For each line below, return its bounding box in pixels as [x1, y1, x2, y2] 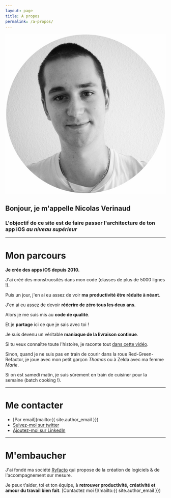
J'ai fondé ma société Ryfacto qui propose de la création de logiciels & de [5, 466, 160, 473]
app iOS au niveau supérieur [5, 225, 77, 232]
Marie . [5, 362, 19, 368]
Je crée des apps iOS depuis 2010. [5, 267, 80, 273]
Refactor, [5, 357, 24, 362]
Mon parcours [5, 250, 66, 261]
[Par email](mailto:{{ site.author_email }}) [12, 416, 99, 422]
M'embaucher [5, 450, 66, 461]
